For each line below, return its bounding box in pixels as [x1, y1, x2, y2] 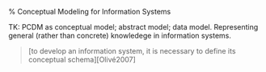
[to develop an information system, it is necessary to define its [27, 46, 236, 55]
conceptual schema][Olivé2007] [27, 55, 136, 64]
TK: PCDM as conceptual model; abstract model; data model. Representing [8, 22, 259, 31]
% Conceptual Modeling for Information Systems [8, 7, 171, 16]
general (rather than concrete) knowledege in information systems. [8, 31, 232, 40]
